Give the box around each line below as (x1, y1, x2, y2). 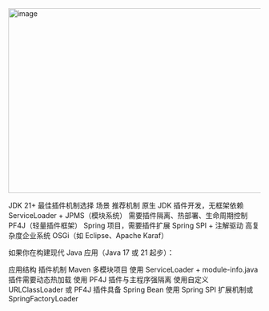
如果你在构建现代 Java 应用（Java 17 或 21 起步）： (8, 248, 175, 257)
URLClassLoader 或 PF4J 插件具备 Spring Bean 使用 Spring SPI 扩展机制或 (8, 285, 254, 294)
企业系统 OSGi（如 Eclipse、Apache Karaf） (22, 231, 168, 240)
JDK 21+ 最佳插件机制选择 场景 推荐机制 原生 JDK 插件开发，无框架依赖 (8, 200, 244, 210)
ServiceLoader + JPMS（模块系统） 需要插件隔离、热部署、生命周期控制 (8, 211, 248, 220)
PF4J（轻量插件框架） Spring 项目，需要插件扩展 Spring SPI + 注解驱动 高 (8, 220, 253, 230)
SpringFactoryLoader (8, 294, 78, 303)
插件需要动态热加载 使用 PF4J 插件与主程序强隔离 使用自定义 (8, 275, 209, 284)
